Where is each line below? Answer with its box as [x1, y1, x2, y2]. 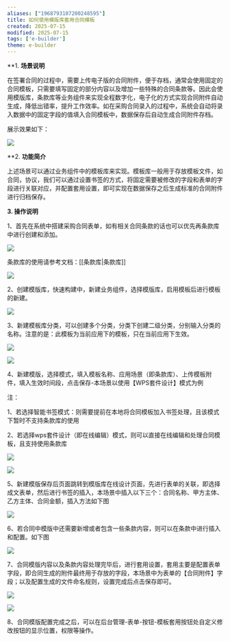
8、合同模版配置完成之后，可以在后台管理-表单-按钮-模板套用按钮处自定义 [7, 618, 217, 626]
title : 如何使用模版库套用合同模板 [7, 16, 95, 23]
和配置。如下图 [7, 533, 49, 541]
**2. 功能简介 [7, 152, 47, 160]
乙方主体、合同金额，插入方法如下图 [7, 497, 110, 505]
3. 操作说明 [7, 207, 39, 215]
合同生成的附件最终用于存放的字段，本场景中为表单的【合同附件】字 [30, 569, 223, 577]
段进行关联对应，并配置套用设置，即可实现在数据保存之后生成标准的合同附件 [7, 184, 223, 192]
